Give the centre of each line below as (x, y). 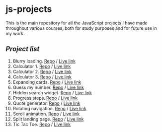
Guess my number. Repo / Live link (48, 87)
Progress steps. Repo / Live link (45, 98)
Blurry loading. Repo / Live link (44, 61)
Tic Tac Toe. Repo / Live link (42, 124)
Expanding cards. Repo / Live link (47, 82)
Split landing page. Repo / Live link (48, 119)
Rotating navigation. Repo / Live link (49, 108)
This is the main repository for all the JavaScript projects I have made (77, 23)
